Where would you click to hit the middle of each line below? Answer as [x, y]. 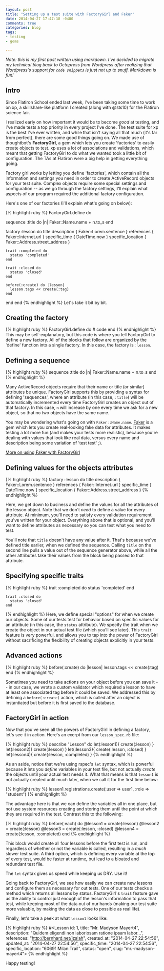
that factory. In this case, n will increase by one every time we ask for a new [82, 407]
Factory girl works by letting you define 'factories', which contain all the [77, 173]
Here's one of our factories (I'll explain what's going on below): [69, 203]
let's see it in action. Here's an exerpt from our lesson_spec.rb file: [72, 735]
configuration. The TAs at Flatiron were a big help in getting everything [77, 158]
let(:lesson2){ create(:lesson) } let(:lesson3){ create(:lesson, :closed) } [76, 749]
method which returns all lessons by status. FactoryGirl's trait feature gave [82, 893]
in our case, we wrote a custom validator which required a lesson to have [82, 687]
